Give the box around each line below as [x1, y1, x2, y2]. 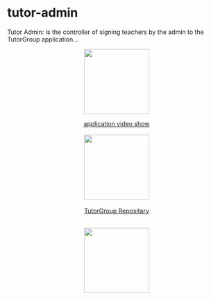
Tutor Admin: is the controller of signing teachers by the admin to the [7, 28, 205, 36]
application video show [83, 119, 150, 127]
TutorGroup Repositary [84, 206, 149, 215]
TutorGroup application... [7, 35, 78, 43]
